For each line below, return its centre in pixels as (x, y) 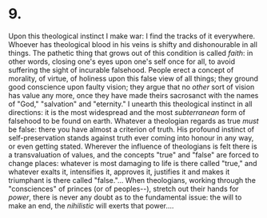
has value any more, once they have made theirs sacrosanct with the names (133, 95)
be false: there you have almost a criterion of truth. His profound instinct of (132, 129)
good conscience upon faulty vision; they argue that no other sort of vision (132, 87)
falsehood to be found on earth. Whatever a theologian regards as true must (133, 121)
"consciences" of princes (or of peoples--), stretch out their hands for (124, 188)
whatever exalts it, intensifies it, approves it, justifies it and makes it (119, 172)
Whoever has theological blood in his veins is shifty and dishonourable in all (133, 44)
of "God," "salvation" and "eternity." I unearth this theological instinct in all (130, 104)
